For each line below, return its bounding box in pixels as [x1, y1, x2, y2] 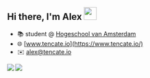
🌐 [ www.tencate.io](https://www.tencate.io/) [16, 39, 144, 48]
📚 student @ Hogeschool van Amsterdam [16, 29, 136, 38]
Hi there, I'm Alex [7, 11, 82, 23]
